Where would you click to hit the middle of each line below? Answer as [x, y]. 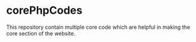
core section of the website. [41, 33]
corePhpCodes [44, 10]
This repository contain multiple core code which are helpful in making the [98, 27]
